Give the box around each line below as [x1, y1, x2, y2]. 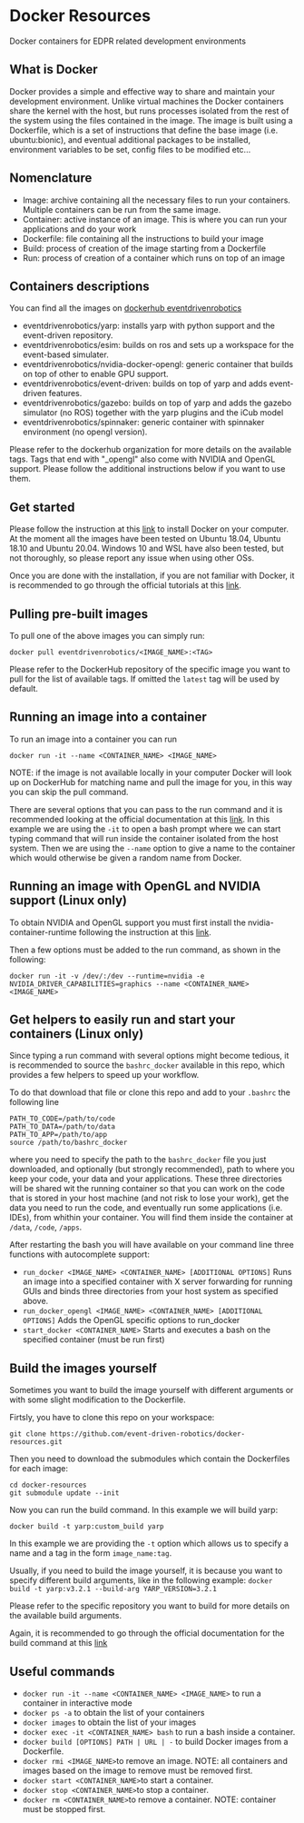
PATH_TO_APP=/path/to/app [9, 1131, 107, 1140]
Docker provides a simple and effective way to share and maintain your [9, 85, 275, 96]
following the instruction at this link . [78, 926, 211, 937]
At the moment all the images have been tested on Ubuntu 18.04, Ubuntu [9, 533, 281, 544]
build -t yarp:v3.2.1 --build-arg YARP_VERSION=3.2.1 [9, 1585, 218, 1594]
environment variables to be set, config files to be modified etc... [9, 144, 251, 154]
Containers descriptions [9, 278, 150, 294]
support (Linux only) [9, 892, 128, 909]
